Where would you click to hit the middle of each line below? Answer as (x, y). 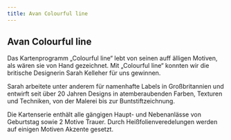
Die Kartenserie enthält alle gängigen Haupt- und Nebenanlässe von (104, 114)
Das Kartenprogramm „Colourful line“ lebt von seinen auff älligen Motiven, (112, 58)
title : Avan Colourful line (48, 14)
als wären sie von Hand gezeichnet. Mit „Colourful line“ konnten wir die (108, 66)
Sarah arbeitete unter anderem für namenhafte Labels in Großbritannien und (115, 87)
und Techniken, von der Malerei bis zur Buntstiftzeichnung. (91, 101)
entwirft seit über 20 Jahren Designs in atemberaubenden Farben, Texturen (115, 94)
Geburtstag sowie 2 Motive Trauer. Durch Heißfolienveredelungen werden (112, 122)
